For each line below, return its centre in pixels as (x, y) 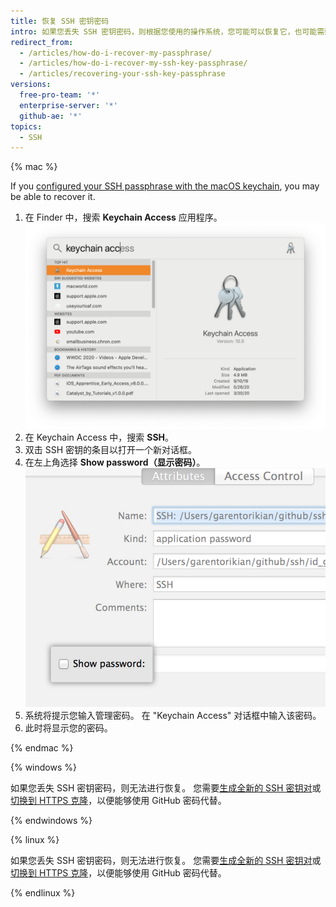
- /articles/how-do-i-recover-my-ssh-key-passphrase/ (133, 63)
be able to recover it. (53, 197)
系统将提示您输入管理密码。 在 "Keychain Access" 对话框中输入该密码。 (173, 716)
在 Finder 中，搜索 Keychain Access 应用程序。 (123, 217)
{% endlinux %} (43, 893)
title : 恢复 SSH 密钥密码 (60, 21)
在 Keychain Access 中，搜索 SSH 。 (99, 437)
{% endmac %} (42, 748)
